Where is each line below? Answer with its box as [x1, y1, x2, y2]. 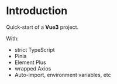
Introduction [6, 4, 68, 18]
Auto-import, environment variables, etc [14, 71, 111, 78]
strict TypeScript [14, 46, 55, 53]
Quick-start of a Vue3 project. [6, 23, 79, 31]
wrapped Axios [14, 65, 51, 72]
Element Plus [14, 59, 46, 66]
